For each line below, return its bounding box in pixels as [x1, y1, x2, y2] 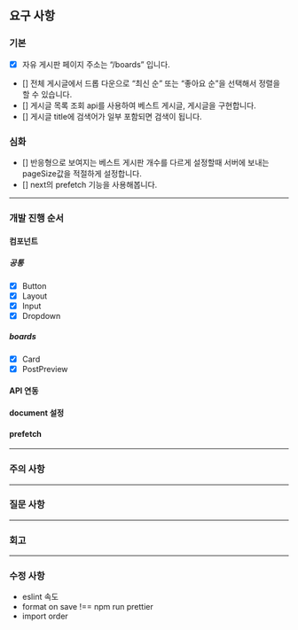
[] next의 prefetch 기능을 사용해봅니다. [21, 180, 158, 191]
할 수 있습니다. [21, 89, 73, 99]
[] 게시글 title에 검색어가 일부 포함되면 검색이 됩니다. [21, 111, 202, 121]
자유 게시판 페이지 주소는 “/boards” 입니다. [21, 58, 170, 69]
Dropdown [21, 310, 61, 321]
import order [21, 611, 68, 622]
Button [21, 280, 47, 291]
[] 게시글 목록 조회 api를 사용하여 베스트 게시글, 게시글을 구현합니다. [21, 100, 257, 111]
